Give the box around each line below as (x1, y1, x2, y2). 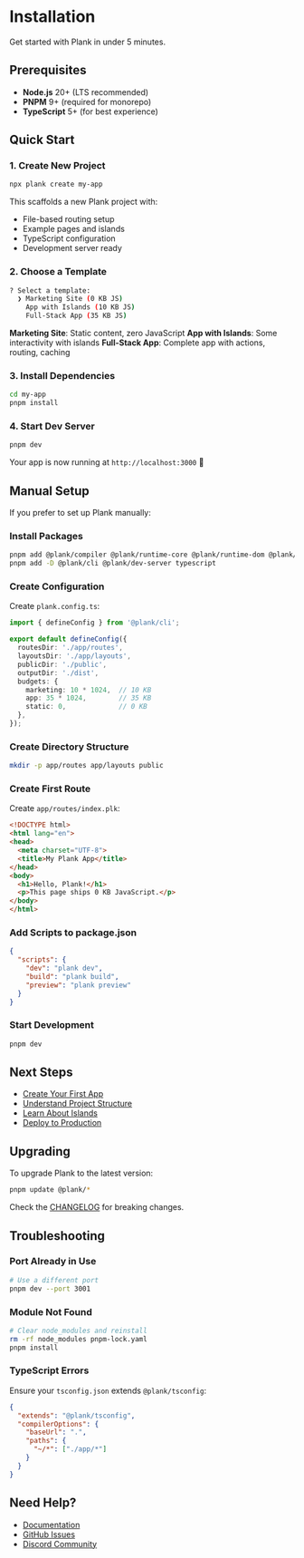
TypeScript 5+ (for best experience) (22, 106, 158, 117)
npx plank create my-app (9, 179, 103, 189)
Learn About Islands (22, 1108, 98, 1118)
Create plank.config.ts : (9, 601, 100, 612)
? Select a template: (9, 285, 91, 295)
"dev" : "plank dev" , (25, 963, 103, 973)
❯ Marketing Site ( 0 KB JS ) (17, 295, 124, 304)
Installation (9, 6, 96, 27)
